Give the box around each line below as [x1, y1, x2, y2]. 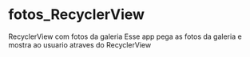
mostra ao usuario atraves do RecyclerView [8, 40, 152, 49]
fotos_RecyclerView [8, 6, 145, 24]
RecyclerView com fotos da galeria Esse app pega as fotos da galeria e [8, 32, 242, 41]
